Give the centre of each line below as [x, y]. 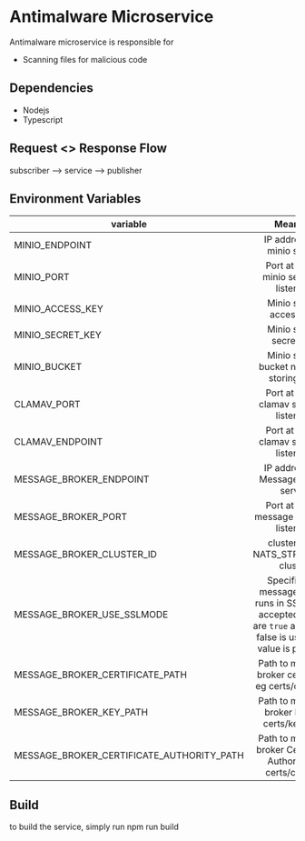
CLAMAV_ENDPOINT [59, 442]
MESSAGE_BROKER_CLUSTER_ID [85, 555]
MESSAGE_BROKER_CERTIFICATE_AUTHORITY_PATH [129, 756]
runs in [269, 604]
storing [284, 378]
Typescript [43, 119]
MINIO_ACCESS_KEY [59, 309]
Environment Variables [75, 199]
